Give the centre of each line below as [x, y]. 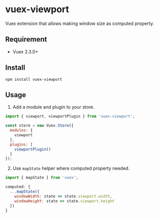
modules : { [21, 131]
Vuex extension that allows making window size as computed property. [80, 23]
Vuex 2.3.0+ [25, 51]
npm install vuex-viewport [34, 79]
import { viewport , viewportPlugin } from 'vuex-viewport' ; [70, 116]
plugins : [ [21, 144]
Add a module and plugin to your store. [54, 107]
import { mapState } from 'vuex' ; [42, 178]
